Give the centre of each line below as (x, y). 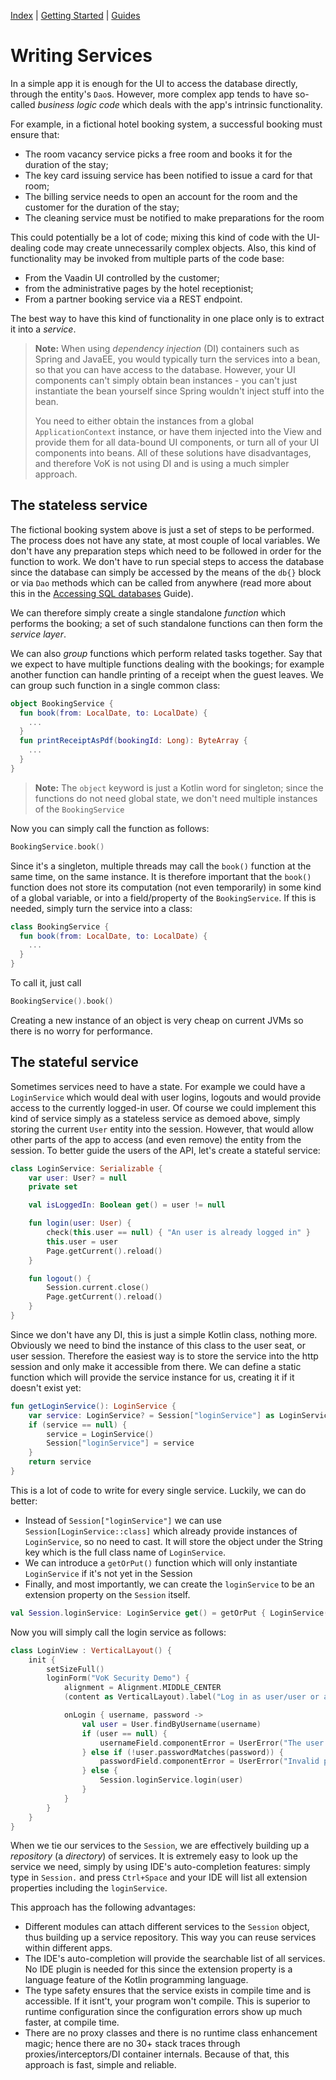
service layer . (38, 634)
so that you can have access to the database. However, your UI (165, 369)
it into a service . (43, 329)
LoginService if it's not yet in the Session (108, 1573)
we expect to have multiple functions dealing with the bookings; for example (167, 664)
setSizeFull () (75, 1669)
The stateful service (74, 1062)
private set (53, 1187)
